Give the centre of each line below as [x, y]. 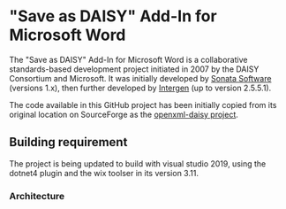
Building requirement [68, 142]
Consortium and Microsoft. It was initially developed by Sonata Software [140, 78]
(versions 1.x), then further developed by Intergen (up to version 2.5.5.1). [140, 88]
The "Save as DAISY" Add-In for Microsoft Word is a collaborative [128, 59]
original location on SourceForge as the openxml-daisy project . [124, 114]
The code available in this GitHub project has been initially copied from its [143, 104]
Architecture [37, 196]
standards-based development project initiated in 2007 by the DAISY [134, 69]
